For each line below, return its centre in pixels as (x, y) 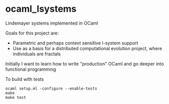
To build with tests (25, 79)
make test (16, 97)
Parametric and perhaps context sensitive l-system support (75, 43)
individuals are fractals (37, 54)
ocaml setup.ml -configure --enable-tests (51, 88)
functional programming (31, 69)
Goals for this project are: (32, 33)
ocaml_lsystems (41, 9)
